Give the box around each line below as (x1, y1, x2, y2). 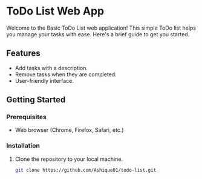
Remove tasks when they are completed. (15, 71, 117, 78)
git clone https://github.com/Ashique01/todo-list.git (15, 167, 157, 173)
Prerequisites (6, 113, 47, 122)
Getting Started (6, 95, 66, 105)
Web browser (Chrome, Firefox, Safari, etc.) (15, 126, 124, 134)
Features (6, 48, 41, 59)
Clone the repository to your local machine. (15, 155, 123, 163)
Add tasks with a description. (15, 64, 88, 71)
